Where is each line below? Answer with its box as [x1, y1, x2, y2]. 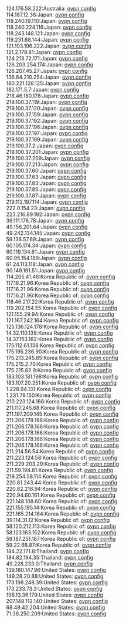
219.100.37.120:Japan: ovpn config [6, 105, 89, 112]
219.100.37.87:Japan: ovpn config [6, 192, 86, 199]
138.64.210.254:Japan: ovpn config [6, 73, 91, 80]
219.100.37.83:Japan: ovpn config [6, 180, 87, 187]
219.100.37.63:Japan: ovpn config [6, 173, 87, 180]
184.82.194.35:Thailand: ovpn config [6, 554, 94, 561]
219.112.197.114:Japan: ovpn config [6, 198, 88, 205]
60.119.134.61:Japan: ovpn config [6, 248, 85, 255]
